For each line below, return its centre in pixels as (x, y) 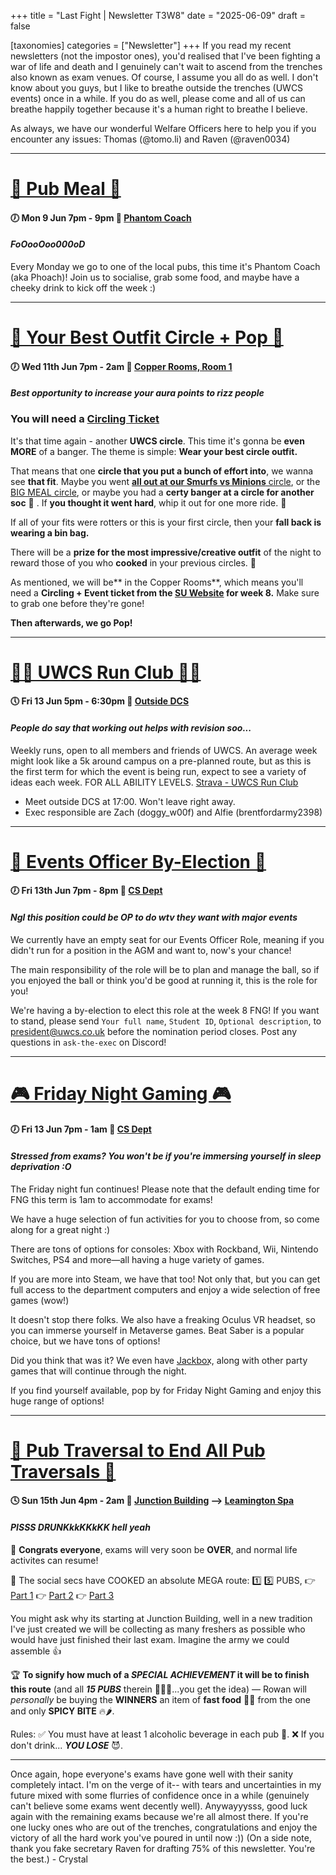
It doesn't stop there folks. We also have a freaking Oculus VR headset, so (163, 1319)
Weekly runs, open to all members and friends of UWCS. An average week (164, 750)
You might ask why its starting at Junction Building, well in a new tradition (161, 1618)
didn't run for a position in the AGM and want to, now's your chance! (151, 950)
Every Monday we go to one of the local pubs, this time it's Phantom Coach (165, 266)
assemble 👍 (36, 1651)
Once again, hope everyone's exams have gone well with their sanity (152, 1774)
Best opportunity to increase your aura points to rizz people (137, 393)
